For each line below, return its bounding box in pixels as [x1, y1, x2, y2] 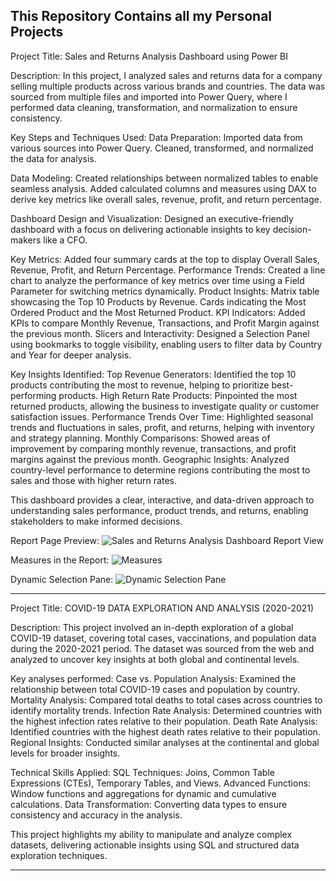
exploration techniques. [10, 849, 108, 861]
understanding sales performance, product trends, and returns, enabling [10, 504, 309, 516]
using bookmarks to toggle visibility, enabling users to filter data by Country [10, 338, 323, 350]
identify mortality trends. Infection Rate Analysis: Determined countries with [10, 704, 323, 716]
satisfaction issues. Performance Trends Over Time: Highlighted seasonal [10, 410, 314, 423]
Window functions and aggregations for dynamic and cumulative [10, 787, 277, 799]
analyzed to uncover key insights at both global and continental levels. [10, 653, 300, 665]
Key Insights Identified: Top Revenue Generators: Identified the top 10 [10, 368, 297, 380]
